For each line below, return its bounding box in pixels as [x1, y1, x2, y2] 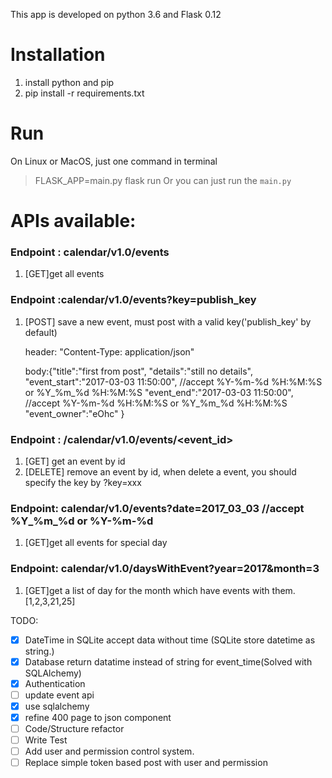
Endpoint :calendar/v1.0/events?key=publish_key [10, 293, 257, 307]
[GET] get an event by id [24, 455, 126, 467]
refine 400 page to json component [24, 711, 172, 723]
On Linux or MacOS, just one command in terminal [10, 155, 218, 167]
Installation [10, 44, 106, 66]
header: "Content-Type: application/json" [24, 345, 195, 358]
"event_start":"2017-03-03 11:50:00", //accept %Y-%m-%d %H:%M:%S [24, 375, 323, 388]
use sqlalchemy [24, 700, 90, 712]
